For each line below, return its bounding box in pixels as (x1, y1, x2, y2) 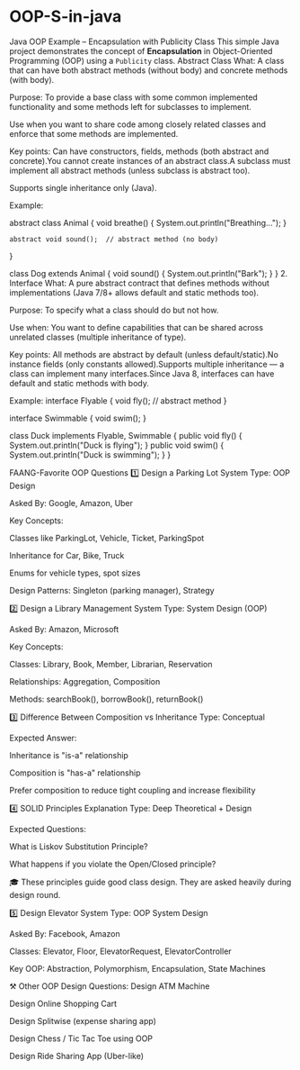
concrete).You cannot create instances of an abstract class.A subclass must (9, 155, 291, 166)
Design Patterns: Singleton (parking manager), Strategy (9, 585, 215, 595)
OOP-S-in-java (9, 6, 122, 27)
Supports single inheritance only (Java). (9, 182, 157, 193)
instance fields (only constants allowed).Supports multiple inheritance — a (9, 358, 285, 369)
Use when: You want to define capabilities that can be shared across (9, 322, 263, 332)
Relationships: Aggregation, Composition (9, 676, 161, 686)
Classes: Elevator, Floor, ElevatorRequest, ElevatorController (9, 946, 232, 957)
